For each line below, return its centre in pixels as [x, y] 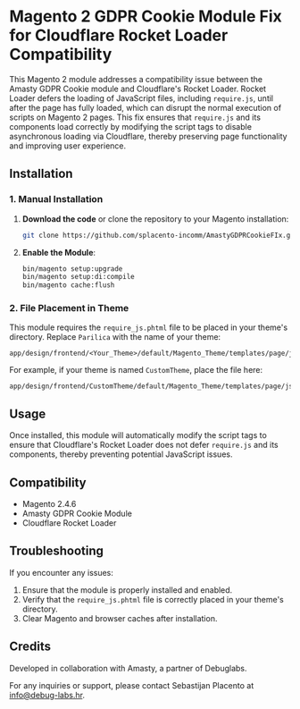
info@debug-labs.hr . [47, 695]
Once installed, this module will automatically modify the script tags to [138, 435]
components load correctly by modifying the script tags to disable [131, 126]
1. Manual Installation [56, 199]
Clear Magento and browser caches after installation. [120, 618]
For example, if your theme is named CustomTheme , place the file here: [136, 370]
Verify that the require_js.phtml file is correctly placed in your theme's [153, 599]
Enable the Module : [59, 252]
